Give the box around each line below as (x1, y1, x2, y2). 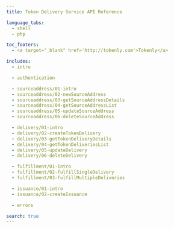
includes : (6, 59, 31, 65)
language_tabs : (6, 19, 45, 26)
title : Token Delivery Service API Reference (6, 8, 122, 15)
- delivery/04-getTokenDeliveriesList (11, 141, 110, 148)
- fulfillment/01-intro (11, 163, 71, 169)
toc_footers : (6, 42, 39, 48)
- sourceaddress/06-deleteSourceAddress (11, 114, 114, 120)
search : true (6, 213, 39, 219)
